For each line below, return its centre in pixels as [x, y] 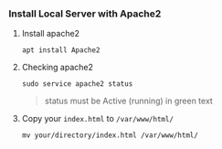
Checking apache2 [57, 68]
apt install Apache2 [61, 50]
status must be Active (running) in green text [129, 101]
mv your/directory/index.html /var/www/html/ [110, 135]
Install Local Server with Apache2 [85, 14]
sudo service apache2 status [77, 84]
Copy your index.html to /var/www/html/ [98, 119]
